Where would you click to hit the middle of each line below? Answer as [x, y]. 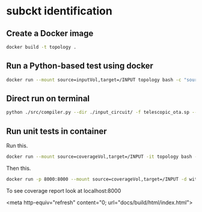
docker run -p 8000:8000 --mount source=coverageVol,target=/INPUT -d [96, 179]
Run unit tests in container [57, 131]
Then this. [19, 168]
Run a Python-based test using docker [80, 66]
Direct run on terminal [48, 98]
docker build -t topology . [41, 47]
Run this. [17, 146]
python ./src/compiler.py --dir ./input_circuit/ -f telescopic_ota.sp [98, 113]
